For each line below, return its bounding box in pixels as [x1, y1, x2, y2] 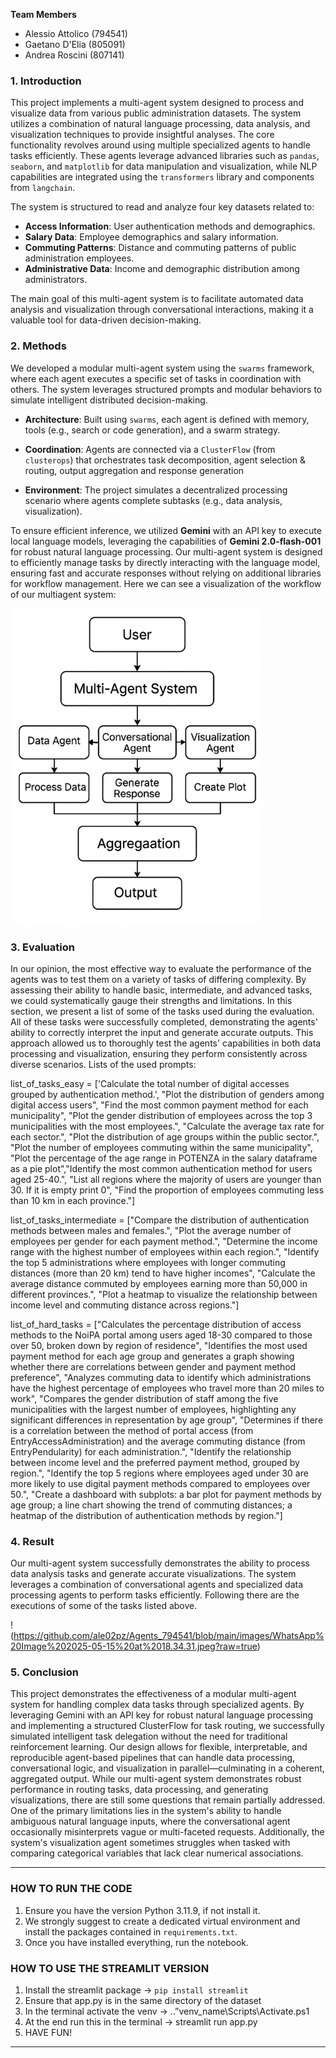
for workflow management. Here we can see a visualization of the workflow [10, 577, 322, 589]
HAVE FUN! [24, 2027, 73, 2039]
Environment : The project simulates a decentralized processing [24, 484, 288, 496]
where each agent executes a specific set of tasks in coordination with [10, 372, 302, 384]
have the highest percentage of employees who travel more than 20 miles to [10, 1382, 325, 1394]
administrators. [24, 274, 88, 286]
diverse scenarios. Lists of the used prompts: [10, 1058, 197, 1070]
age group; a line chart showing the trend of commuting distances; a [10, 1499, 293, 1511]
